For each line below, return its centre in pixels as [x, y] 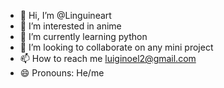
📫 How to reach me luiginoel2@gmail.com [108, 58]
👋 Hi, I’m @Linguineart [65, 15]
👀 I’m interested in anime [70, 26]
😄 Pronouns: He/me [62, 73]
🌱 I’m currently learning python [83, 36]
